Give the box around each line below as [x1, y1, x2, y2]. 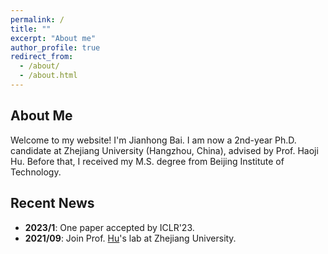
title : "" [10, 24, 52, 34]
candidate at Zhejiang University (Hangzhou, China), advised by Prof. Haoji [10, 144, 319, 156]
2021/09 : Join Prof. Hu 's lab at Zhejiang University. [24, 232, 237, 244]
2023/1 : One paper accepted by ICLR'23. [24, 221, 195, 233]
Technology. [10, 166, 62, 178]
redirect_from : [10, 52, 74, 62]
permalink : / [10, 14, 65, 25]
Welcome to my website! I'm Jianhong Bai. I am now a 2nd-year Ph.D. [10, 134, 297, 146]
